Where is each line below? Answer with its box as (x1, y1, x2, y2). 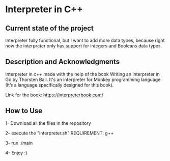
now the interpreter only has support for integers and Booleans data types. (5, 43, 162, 49)
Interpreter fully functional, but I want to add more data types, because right (5, 37, 165, 43)
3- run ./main (5, 140, 33, 146)
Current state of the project (5, 24, 94, 33)
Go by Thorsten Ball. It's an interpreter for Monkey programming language (5, 76, 161, 83)
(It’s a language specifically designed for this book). (5, 82, 114, 88)
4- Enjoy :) (5, 149, 27, 156)
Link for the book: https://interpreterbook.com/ (5, 92, 103, 98)
